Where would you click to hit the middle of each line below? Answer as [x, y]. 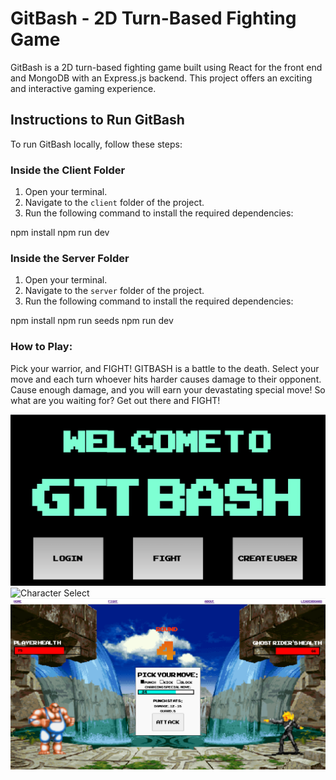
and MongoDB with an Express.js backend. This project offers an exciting [161, 78]
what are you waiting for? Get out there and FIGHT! [115, 400]
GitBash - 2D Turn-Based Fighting [153, 18]
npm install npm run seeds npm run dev [92, 321]
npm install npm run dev [60, 233]
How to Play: [41, 347]
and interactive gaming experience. [83, 88]
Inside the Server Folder [70, 258]
